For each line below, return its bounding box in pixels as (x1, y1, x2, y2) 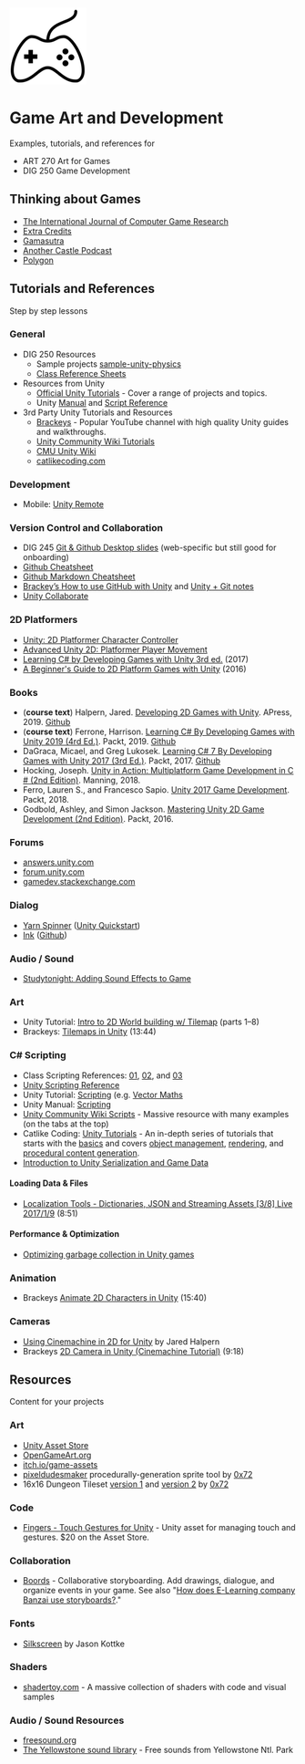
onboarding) (22, 552, 70, 563)
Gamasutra (22, 235, 65, 246)
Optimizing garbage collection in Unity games (22, 1249, 195, 1260)
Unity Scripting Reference (22, 1079, 120, 1090)
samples (22, 1691, 55, 1702)
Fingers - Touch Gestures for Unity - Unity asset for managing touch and (22, 1521, 296, 1532)
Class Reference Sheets (36, 368, 127, 379)
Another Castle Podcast (22, 244, 112, 255)
